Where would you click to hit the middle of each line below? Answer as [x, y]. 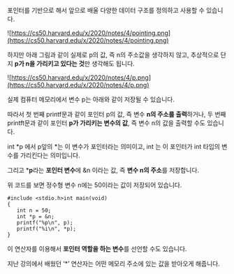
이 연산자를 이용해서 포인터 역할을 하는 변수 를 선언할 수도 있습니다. [97, 249]
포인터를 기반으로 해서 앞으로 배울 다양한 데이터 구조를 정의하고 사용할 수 [106, 10]
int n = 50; [34, 210]
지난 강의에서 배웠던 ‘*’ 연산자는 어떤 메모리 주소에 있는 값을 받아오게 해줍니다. [114, 264]
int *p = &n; [35, 217]
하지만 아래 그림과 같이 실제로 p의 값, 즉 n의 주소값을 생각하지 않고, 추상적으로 [113, 55]
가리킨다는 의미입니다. [50, 155]
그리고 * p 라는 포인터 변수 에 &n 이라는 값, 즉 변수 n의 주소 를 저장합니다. [103, 170]
